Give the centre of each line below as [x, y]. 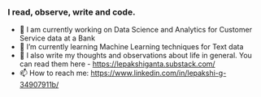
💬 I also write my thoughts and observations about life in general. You [136, 56]
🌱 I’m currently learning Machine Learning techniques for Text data [131, 47]
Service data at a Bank [57, 38]
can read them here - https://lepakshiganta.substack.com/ [117, 64]
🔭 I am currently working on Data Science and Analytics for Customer [136, 30]
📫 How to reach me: [54, 73]
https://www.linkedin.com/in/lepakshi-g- [159, 73]
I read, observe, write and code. [72, 12]
